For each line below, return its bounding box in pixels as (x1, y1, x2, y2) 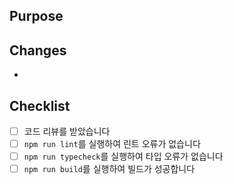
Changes (9, 42, 67, 59)
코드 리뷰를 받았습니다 (23, 125, 111, 138)
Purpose (9, 8, 64, 25)
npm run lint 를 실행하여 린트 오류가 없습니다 (23, 138, 201, 150)
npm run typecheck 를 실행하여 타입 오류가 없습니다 (23, 150, 224, 163)
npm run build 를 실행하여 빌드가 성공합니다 (23, 163, 196, 175)
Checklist (9, 97, 71, 114)
